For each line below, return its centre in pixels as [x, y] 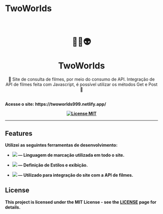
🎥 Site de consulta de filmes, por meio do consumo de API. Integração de [81, 79]
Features [19, 133]
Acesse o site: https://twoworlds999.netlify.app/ [56, 104]
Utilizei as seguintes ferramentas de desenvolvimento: [61, 145]
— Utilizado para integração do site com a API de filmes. [76, 175]
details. [13, 207]
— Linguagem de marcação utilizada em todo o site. [71, 155]
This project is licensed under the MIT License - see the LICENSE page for [81, 202]
